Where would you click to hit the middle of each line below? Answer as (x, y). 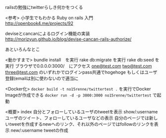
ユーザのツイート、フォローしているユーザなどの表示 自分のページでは (77, 118)
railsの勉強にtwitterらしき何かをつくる (44, 7)
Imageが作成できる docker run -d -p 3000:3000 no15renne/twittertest (78, 95)
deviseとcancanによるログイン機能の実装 (48, 33)
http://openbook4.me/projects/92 (39, 23)
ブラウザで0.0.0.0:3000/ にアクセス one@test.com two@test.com (83, 66)
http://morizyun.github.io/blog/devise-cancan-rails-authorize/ (68, 39)
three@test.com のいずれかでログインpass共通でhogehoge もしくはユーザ (81, 72)
